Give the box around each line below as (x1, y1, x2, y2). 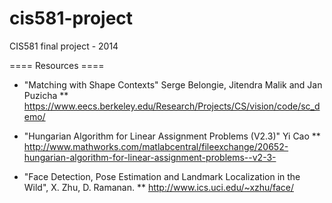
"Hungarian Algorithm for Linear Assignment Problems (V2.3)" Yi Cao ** (23, 130, 321, 142)
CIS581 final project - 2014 (9, 40, 119, 52)
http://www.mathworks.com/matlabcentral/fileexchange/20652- (23, 140, 289, 152)
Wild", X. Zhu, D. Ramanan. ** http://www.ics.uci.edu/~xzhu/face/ (23, 181, 294, 193)
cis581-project (9, 7, 134, 30)
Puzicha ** (23, 89, 69, 101)
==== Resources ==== (9, 59, 105, 71)
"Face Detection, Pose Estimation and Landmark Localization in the (23, 170, 301, 182)
